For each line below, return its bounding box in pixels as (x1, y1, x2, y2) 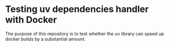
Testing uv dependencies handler (5, 3, 149, 15)
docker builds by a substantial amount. (5, 36, 86, 42)
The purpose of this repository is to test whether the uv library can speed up (5, 30, 164, 36)
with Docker (5, 14, 57, 25)
